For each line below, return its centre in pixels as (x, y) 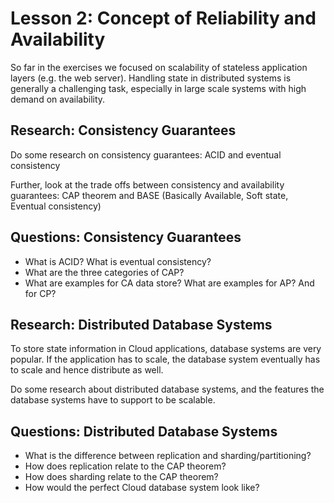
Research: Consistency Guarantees (123, 130)
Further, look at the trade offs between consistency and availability (147, 184)
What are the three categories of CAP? (104, 272)
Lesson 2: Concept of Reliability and (163, 18)
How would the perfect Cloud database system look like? (142, 488)
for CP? (40, 293)
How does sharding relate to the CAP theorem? (121, 477)
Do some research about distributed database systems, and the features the (167, 389)
